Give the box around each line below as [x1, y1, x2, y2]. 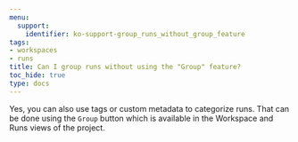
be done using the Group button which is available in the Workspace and [9, 113, 274, 123]
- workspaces [9, 46, 58, 55]
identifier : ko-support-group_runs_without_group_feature [25, 29, 245, 38]
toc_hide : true [9, 71, 66, 80]
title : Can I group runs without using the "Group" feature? [9, 63, 242, 72]
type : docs [9, 79, 50, 88]
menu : [9, 12, 29, 22]
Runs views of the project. [9, 122, 105, 133]
